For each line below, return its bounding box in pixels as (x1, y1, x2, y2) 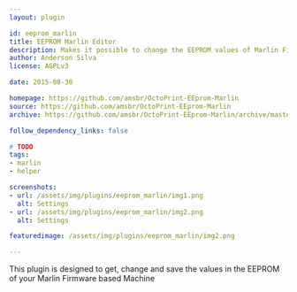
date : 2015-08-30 (9, 78, 73, 87)
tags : (9, 150, 29, 159)
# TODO (9, 142, 34, 151)
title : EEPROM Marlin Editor (9, 37, 117, 46)
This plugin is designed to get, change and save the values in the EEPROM (9, 264, 280, 274)
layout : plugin (9, 12, 65, 22)
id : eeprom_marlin (9, 28, 77, 38)
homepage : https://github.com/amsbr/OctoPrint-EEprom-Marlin (9, 94, 240, 103)
